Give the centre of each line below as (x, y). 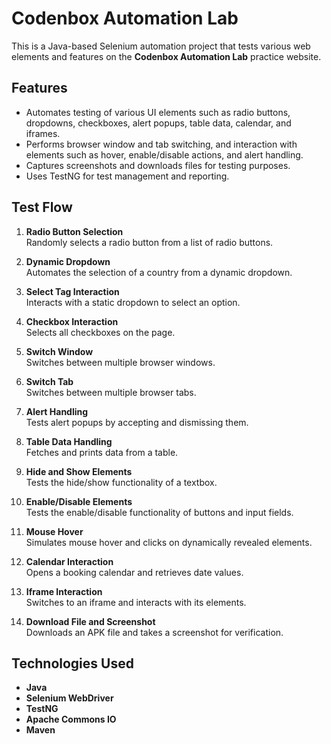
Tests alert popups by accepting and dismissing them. (137, 422)
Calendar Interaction (69, 561)
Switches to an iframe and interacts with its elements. (136, 602)
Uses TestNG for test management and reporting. (127, 176)
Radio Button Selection (74, 231)
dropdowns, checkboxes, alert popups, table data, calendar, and (158, 123)
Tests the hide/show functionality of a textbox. (121, 482)
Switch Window (59, 351)
